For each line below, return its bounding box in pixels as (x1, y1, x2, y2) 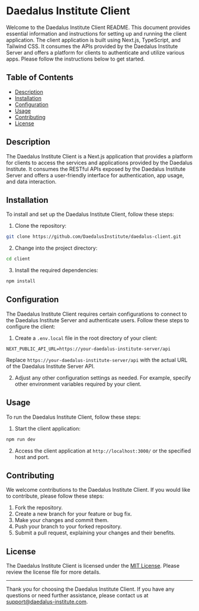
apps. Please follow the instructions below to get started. (6, 55, 145, 62)
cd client (6, 256, 31, 262)
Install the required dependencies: (14, 267, 99, 274)
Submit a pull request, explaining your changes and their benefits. (14, 529, 176, 536)
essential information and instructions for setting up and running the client (6, 30, 187, 37)
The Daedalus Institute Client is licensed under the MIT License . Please (6, 562, 179, 569)
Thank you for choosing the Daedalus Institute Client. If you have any (6, 585, 175, 593)
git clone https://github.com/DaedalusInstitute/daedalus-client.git (6, 234, 182, 240)
